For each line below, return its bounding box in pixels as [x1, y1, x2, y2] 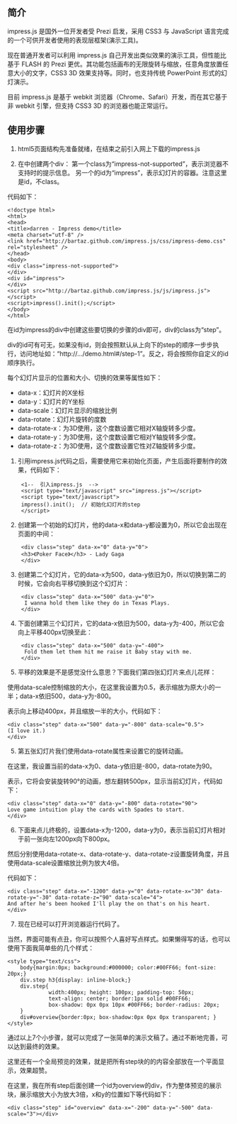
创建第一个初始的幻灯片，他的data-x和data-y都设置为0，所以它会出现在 [17, 520, 228, 529]
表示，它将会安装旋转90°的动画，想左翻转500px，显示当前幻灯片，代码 [7, 776, 216, 786]
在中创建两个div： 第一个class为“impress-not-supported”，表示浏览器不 [17, 159, 229, 168]
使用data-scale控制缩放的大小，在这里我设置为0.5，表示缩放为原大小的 [7, 683, 215, 691]
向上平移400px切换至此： [17, 627, 93, 637]
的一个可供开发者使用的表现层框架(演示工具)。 [7, 35, 143, 44]
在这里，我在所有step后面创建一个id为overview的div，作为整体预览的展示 [7, 1081, 222, 1089]
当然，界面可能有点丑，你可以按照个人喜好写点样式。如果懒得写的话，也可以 [7, 935, 231, 943]
